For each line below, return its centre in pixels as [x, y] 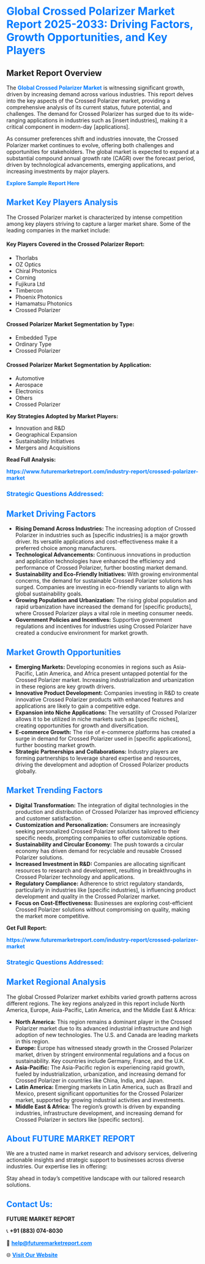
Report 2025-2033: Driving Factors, [100, 24]
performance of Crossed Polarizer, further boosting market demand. [101, 568]
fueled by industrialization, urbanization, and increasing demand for [101, 1074]
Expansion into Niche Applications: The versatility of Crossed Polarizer [106, 712]
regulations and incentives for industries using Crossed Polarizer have [103, 626]
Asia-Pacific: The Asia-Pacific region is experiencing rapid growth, [100, 1067]
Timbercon [29, 291]
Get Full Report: [27, 928]
